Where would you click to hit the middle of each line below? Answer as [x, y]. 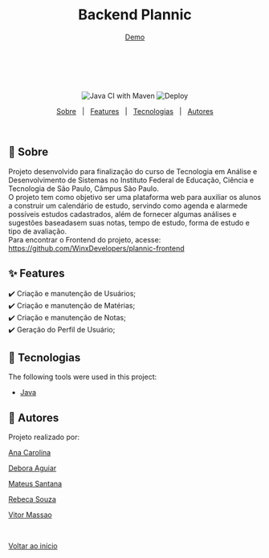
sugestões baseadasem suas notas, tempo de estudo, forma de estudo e [129, 222]
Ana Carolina [30, 453]
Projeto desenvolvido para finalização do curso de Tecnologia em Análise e [133, 171]
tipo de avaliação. [37, 231]
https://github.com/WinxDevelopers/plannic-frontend [96, 248]
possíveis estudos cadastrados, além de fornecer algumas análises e [122, 214]
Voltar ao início [33, 546]
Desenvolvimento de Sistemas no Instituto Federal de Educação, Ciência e [131, 180]
